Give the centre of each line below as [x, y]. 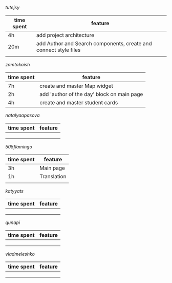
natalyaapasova [23, 115]
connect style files [59, 50]
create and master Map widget [77, 86]
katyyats [15, 191]
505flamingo [19, 147]
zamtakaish [18, 64]
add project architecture [66, 35]
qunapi [13, 222]
